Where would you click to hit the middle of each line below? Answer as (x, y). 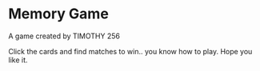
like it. (18, 60)
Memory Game (59, 14)
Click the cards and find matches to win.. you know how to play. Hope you (130, 51)
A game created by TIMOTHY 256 (64, 36)
